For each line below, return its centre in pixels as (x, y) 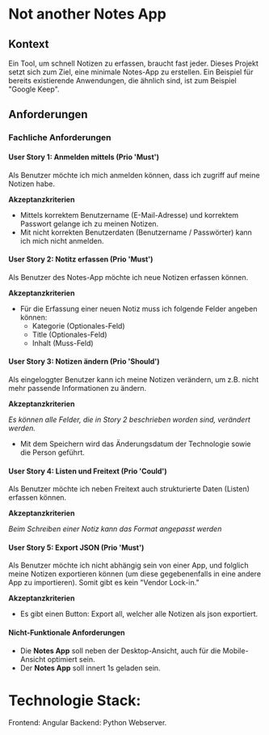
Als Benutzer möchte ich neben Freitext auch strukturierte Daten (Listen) (129, 489)
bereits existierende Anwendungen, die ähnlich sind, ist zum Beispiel (122, 81)
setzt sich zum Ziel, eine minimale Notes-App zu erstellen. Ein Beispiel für (131, 72)
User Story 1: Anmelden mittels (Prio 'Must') (84, 157)
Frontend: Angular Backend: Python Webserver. (88, 723)
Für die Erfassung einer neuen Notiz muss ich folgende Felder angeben (139, 308)
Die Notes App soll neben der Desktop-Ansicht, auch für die (120, 650)
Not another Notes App (88, 14)
